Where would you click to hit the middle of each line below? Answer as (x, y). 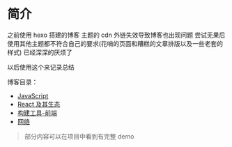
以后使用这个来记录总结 (41, 67)
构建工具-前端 (37, 113)
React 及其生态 (39, 104)
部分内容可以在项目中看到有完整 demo (79, 136)
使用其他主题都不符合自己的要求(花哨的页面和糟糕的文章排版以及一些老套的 (115, 43)
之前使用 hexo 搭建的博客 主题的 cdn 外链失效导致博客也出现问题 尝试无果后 (116, 35)
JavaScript (33, 95)
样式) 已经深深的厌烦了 (40, 52)
